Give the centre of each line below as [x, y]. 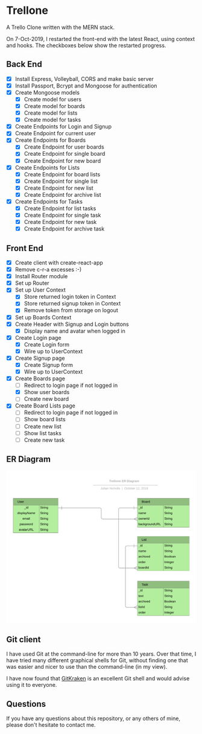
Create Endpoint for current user [55, 133]
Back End [24, 64]
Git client [24, 640]
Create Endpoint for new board [62, 161]
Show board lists [45, 420]
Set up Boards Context [43, 317]
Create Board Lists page [45, 406]
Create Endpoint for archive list [62, 194]
